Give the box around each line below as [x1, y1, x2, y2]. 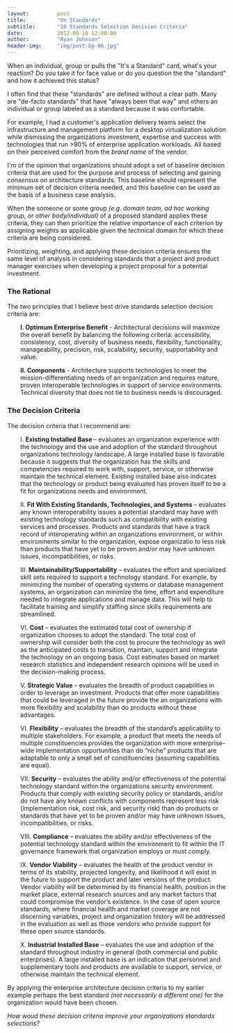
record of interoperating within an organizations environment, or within [20, 530, 223, 538]
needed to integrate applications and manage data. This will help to [20, 595, 214, 603]
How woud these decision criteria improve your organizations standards [7, 1011, 215, 1020]
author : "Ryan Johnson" [7, 36, 101, 43]
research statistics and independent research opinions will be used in [20, 660, 219, 668]
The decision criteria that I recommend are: [7, 421, 131, 430]
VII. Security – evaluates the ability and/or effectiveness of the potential [20, 774, 226, 783]
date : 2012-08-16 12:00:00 [7, 29, 117, 37]
